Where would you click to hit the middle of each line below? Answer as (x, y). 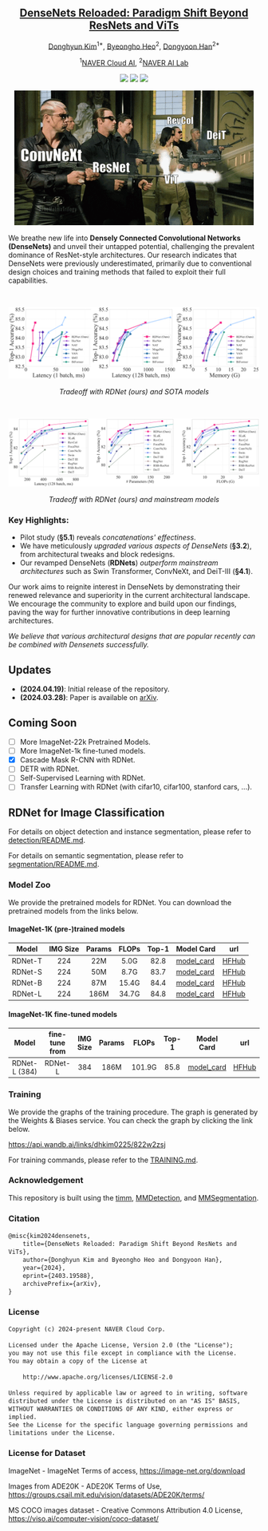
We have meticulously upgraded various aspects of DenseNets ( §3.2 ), (136, 546)
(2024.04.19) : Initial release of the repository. (95, 689)
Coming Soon (43, 723)
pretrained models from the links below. (73, 911)
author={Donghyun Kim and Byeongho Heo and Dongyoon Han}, (123, 1260)
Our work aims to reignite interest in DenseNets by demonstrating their (124, 587)
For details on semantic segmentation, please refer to (96, 856)
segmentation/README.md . (54, 864)
